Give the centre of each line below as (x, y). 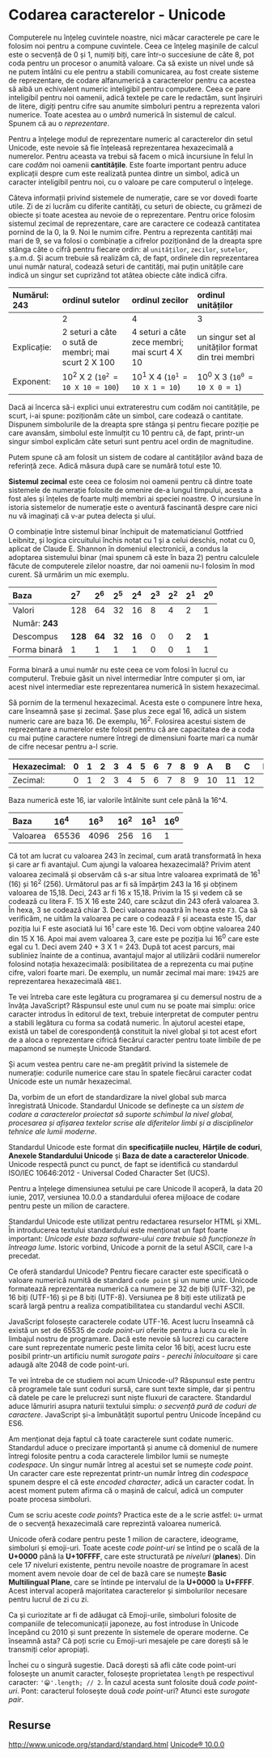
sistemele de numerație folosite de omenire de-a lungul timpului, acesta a (131, 490)
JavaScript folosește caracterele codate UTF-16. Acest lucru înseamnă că (131, 1322)
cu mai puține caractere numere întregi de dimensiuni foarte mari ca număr (134, 738)
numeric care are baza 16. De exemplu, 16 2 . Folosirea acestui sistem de (127, 720)
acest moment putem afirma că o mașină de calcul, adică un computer (126, 1491)
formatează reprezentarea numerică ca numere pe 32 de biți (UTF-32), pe (132, 1289)
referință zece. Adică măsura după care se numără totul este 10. (115, 466)
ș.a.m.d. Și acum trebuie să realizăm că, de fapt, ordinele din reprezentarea (134, 257)
